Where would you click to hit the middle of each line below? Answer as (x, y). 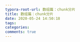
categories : (17, 28)
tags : (11, 23)
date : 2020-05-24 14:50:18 (33, 18)
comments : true (21, 32)
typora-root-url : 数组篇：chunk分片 (40, 9)
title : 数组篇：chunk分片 (29, 14)
